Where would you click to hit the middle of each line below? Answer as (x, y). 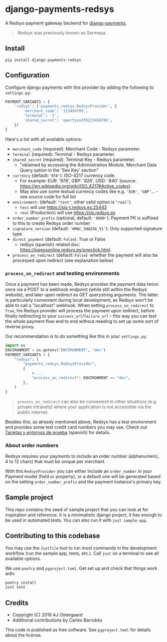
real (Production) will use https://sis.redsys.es (68, 212)
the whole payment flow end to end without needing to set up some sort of (82, 321)
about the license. (24, 635)
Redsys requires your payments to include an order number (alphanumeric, (82, 456)
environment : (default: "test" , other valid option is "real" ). (72, 202)
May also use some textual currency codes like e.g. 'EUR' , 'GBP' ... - (89, 191)
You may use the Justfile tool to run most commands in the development (81, 548)
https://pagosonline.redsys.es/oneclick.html (65, 250)
